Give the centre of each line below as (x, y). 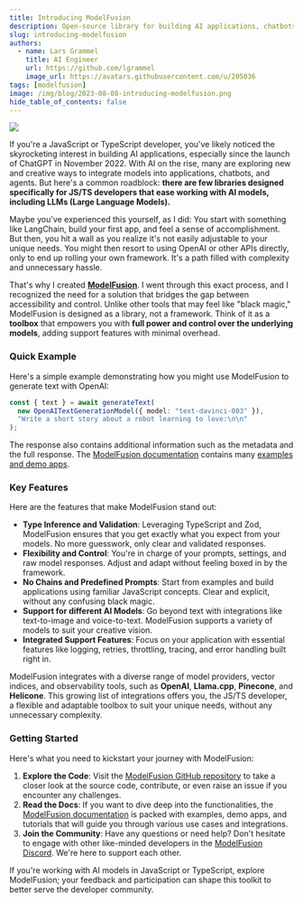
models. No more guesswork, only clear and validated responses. (144, 544)
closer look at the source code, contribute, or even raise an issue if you (155, 785)
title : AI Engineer (62, 60)
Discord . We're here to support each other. (102, 852)
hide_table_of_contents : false (68, 102)
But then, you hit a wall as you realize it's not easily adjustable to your (138, 239)
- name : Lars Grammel (58, 52)
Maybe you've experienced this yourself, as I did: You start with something (148, 220)
